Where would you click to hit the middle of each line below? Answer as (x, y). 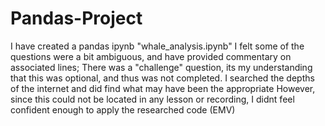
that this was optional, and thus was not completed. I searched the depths (162, 78)
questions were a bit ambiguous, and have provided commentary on (151, 56)
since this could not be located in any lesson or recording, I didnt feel (152, 99)
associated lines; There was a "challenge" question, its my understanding (161, 67)
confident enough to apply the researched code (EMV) (123, 109)
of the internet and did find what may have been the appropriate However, (163, 88)
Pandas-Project (76, 18)
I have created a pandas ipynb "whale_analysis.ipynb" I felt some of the (157, 46)
